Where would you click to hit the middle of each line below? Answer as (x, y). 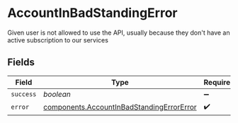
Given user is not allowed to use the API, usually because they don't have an (119, 33)
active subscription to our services (58, 40)
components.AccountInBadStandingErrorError (120, 107)
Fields (21, 63)
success (24, 94)
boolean (57, 94)
